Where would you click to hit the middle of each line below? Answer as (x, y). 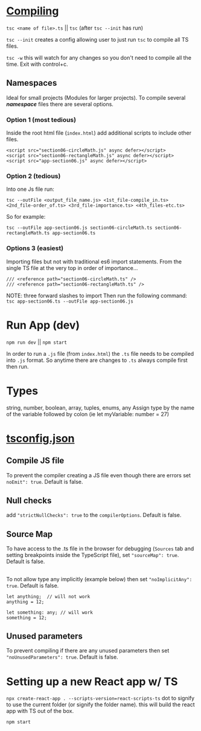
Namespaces (32, 83)
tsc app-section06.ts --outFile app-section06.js (70, 301)
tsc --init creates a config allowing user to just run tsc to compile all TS (97, 39)
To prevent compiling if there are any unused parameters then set (88, 651)
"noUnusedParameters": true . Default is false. (62, 657)
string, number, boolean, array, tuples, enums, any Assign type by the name (101, 407)
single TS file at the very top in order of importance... (72, 268)
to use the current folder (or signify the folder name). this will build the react (101, 704)
